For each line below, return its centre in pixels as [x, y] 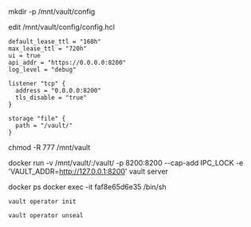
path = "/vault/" [44, 125]
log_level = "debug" [43, 70]
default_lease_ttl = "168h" [55, 42]
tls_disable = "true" [51, 98]
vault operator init [43, 201]
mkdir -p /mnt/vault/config [52, 12]
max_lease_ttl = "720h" [48, 49]
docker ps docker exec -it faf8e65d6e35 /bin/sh [88, 187]
